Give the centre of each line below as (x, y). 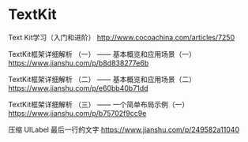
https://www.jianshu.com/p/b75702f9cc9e (77, 113)
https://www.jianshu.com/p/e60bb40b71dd (78, 88)
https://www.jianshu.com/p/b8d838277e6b (79, 63)
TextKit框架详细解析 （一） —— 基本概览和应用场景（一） (102, 54)
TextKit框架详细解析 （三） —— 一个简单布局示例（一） (99, 104)
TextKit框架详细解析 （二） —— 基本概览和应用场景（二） (102, 79)
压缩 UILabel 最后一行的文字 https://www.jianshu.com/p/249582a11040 (124, 129)
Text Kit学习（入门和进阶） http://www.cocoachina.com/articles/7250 (122, 37)
